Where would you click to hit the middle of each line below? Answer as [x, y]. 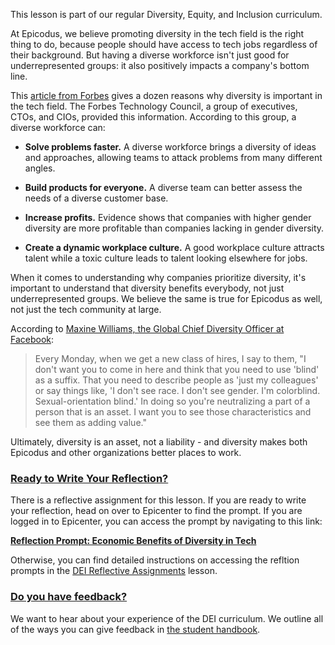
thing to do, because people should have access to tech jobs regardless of [164, 44]
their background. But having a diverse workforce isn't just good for [150, 55]
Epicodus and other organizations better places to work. [126, 452]
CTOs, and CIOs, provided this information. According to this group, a [153, 117]
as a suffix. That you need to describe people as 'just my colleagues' [176, 380]
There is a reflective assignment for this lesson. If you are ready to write [158, 500]
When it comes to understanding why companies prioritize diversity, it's [158, 277]
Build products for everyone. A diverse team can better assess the [163, 187]
